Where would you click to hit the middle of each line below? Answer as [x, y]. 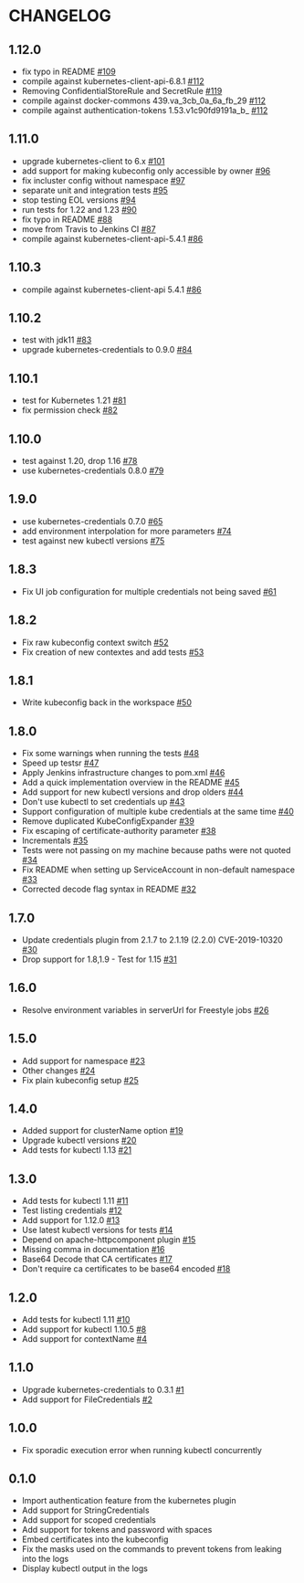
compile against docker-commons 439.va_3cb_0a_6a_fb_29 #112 [144, 100]
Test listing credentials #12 [72, 1210]
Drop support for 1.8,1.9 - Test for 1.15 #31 [99, 959]
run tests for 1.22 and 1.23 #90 [79, 209]
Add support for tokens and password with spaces [117, 1530]
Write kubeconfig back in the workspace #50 [107, 702]
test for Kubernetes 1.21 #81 [74, 401]
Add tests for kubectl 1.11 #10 [76, 1319]
